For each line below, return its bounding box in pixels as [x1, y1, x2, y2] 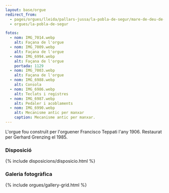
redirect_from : [5, 12, 37, 17]
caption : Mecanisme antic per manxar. [14, 115, 96, 120]
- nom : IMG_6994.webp [10, 54, 55, 59]
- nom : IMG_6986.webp [10, 87, 55, 92]
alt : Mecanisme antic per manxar [14, 110, 84, 115]
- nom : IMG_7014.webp [10, 35, 55, 40]
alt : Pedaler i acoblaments [14, 101, 73, 106]
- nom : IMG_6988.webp [10, 78, 55, 83]
